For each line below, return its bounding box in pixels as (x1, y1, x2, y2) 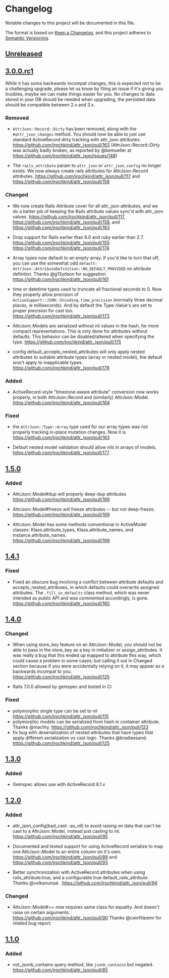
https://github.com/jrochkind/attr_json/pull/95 (12, 833, 108, 840)
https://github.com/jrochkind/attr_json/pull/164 (12, 400, 110, 406)
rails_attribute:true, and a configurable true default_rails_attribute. (12, 875, 149, 881)
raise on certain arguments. (12, 909, 70, 916)
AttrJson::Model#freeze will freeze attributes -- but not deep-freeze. (12, 506, 155, 513)
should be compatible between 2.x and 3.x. (5, 102, 95, 108)
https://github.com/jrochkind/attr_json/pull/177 (12, 450, 109, 456)
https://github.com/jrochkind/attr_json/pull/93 (12, 860, 108, 866)
